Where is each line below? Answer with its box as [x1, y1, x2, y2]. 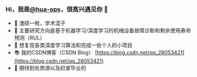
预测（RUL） [14, 34, 45, 42]
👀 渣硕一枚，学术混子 [14, 19, 66, 27]
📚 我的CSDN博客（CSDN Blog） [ [14, 49, 98, 56]
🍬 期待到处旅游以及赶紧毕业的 [14, 65, 86, 72]
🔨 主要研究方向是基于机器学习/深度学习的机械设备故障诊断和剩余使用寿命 [14, 27, 191, 34]
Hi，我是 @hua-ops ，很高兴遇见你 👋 [5, 5, 108, 13]
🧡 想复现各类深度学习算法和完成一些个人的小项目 [14, 42, 133, 49]
